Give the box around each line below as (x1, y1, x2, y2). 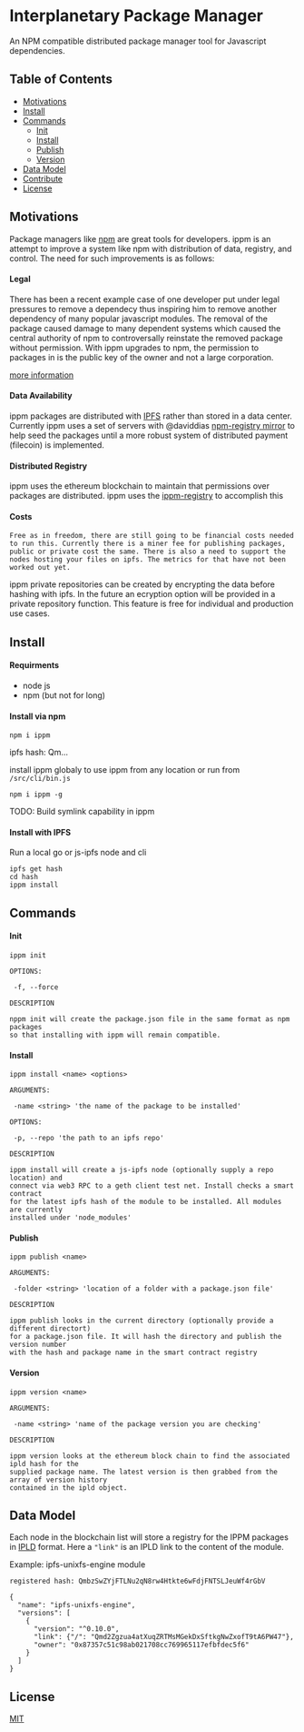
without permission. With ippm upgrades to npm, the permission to (9, 342, 260, 353)
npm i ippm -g (9, 790, 64, 799)
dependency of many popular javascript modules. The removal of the (9, 313, 268, 324)
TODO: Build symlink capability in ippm (9, 806, 155, 817)
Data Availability (9, 390, 73, 401)
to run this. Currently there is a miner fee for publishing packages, (9, 539, 286, 549)
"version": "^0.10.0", (33, 1625, 120, 1634)
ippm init (9, 950, 47, 960)
